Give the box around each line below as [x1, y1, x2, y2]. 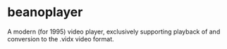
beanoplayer [7, 4, 83, 20]
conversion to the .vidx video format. [7, 34, 114, 43]
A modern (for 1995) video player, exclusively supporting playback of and [7, 27, 221, 36]
